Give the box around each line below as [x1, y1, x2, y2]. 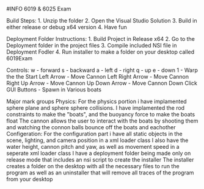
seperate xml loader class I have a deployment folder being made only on [6, 149, 191, 157]
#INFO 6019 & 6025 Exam [6, 5, 71, 12]
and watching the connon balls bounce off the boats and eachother [6, 124, 176, 130]
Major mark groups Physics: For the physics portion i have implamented [6, 98, 188, 105]
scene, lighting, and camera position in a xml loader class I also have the [6, 137, 189, 144]
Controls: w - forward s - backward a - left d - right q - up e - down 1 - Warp [6, 66, 199, 74]
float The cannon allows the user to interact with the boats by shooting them [6, 117, 199, 124]
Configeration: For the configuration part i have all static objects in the [6, 130, 183, 137]
